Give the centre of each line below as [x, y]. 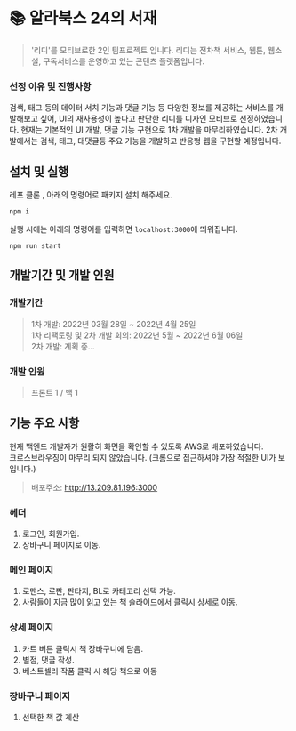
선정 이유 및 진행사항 [50, 86]
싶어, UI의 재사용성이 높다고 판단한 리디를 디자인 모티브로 [139, 119]
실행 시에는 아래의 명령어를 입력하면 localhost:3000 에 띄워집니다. [124, 229]
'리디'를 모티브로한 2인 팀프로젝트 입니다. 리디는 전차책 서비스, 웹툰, [148, 50]
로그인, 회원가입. [51, 534]
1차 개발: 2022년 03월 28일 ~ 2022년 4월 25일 [113, 324]
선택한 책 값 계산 [51, 718]
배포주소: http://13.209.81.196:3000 [94, 487]
